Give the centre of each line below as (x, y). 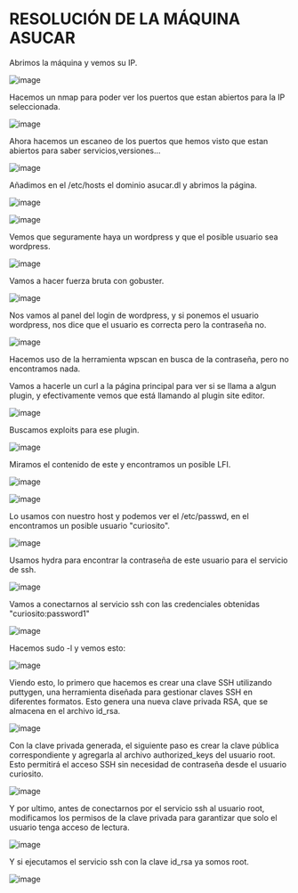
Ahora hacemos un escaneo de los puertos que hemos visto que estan (139, 141)
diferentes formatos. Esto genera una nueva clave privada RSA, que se (139, 701)
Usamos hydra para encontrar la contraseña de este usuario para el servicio (149, 560)
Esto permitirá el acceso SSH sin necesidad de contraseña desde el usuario (148, 764)
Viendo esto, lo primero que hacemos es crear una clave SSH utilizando (141, 682)
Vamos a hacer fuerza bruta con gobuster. (87, 280)
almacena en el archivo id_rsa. (65, 710)
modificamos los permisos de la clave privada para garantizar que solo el (143, 817)
